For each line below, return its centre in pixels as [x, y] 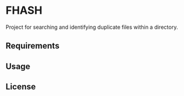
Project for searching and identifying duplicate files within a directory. [92, 27]
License [21, 87]
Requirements [32, 46]
